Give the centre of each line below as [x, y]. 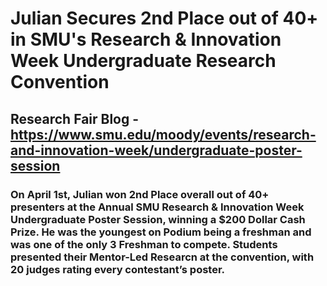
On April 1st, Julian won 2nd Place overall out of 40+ [140, 194]
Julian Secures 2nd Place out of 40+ [164, 18]
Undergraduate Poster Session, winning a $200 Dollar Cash [158, 219]
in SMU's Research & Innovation [146, 39]
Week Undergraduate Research [143, 61]
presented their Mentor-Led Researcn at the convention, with [162, 257]
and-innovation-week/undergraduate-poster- [156, 150]
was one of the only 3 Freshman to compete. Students [144, 244]
